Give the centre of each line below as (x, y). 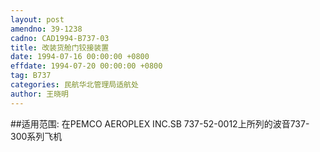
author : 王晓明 (39, 94)
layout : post (37, 19)
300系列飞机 (36, 136)
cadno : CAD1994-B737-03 (60, 38)
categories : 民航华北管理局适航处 (74, 85)
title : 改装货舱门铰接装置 (60, 47)
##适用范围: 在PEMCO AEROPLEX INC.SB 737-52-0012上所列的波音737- (160, 123)
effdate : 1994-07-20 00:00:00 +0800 (86, 66)
